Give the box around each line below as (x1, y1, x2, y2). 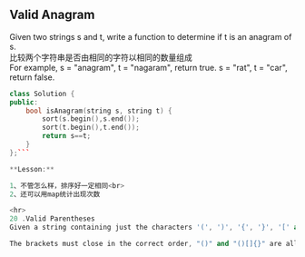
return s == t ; (42, 132, 92, 141)
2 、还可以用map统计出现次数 (9, 190, 101, 199)
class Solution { (9, 89, 75, 98)
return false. (9, 72, 55, 83)
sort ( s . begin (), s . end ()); (42, 114, 141, 124)
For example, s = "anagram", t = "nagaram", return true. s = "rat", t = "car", (9, 62, 288, 73)
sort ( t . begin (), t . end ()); (42, 123, 141, 133)
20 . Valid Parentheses (9, 214, 95, 223)
